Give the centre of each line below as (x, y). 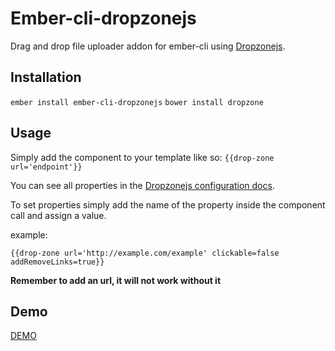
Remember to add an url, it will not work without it (116, 280)
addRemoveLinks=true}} (57, 262)
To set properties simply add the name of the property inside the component (168, 204)
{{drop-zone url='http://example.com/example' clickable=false (145, 253)
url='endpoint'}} (46, 167)
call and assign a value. (58, 215)
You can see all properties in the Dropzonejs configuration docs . (142, 185)
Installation (46, 77)
